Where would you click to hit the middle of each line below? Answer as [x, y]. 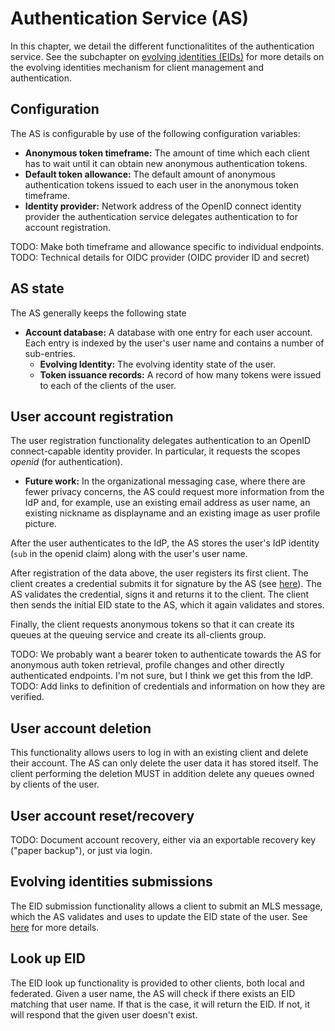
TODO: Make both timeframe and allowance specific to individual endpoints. [167, 246]
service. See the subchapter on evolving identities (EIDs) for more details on [167, 56]
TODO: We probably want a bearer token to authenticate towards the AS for [166, 654]
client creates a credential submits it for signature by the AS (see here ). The [166, 584]
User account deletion [81, 728]
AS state [37, 288]
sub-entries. [50, 353]
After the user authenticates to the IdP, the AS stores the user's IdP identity [165, 543]
